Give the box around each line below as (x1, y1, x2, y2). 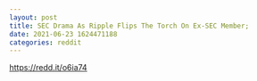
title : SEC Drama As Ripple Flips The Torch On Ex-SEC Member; (9, 21, 250, 30)
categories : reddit (9, 37, 82, 47)
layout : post (9, 12, 58, 22)
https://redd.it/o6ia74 (9, 62, 87, 73)
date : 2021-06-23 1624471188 (9, 29, 118, 38)
